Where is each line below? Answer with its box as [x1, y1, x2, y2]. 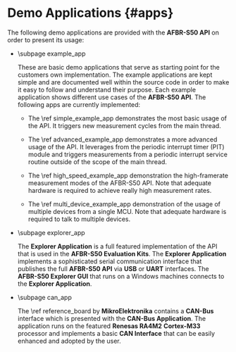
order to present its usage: [7, 35, 85, 44]
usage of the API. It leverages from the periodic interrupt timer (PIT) [27, 142, 225, 151]
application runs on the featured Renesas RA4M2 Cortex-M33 [17, 322, 201, 330]
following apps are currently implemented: [17, 100, 141, 108]
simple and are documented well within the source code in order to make [17, 77, 230, 86]
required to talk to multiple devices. [27, 215, 131, 223]
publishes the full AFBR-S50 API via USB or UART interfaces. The [17, 264, 209, 272]
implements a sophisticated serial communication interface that [17, 257, 202, 265]
